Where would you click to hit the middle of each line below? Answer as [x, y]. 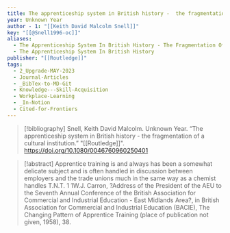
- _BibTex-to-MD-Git [42, 84]
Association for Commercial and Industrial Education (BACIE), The [117, 207]
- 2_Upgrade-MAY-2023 [44, 71]
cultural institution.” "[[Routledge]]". [74, 143]
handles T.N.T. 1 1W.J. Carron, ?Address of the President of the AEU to [123, 185]
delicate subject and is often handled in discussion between [108, 171]
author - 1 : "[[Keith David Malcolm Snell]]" [73, 26]
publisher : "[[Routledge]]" [47, 58]
